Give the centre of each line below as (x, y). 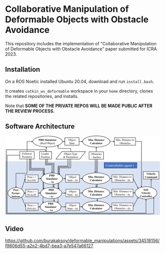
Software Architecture (40, 126)
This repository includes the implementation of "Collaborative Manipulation (81, 43)
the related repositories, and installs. (42, 96)
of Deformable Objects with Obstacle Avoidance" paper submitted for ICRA (81, 49)
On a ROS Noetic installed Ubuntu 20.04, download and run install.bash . (80, 81)
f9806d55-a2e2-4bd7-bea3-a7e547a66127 (49, 246)
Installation (23, 70)
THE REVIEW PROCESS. (30, 111)
